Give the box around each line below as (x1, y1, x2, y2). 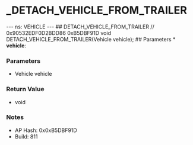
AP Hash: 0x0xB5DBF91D (14, 127, 77, 134)
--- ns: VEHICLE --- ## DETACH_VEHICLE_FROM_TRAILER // (6, 23, 154, 30)
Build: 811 (14, 133, 38, 140)
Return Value (6, 85, 45, 94)
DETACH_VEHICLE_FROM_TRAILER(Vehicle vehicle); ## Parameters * (6, 36, 176, 43)
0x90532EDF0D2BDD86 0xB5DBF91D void (6, 29, 112, 36)
